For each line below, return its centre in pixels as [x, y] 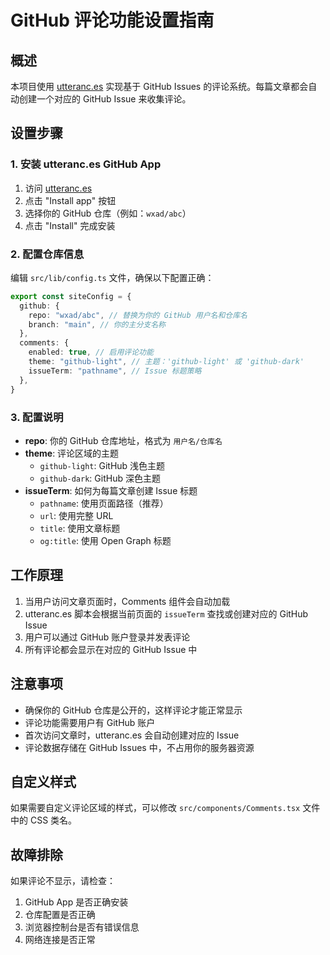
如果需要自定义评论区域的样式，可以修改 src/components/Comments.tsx [155, 808]
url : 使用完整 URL [76, 515]
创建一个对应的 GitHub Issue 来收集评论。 [105, 99]
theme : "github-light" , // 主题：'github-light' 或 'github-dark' [166, 362]
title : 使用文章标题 [80, 528]
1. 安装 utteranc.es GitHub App [86, 164]
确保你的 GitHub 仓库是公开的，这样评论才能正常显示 [133, 710]
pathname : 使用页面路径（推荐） [104, 503]
